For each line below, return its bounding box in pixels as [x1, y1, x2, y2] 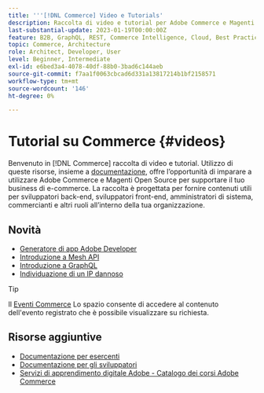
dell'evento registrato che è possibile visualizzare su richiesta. [8, 308, 210, 317]
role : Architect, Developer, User [8, 48, 122, 56]
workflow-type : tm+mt [8, 77, 79, 85]
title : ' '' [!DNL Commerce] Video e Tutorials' [8, 11, 163, 20]
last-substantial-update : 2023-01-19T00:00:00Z [8, 26, 167, 34]
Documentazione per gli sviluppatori [19, 359, 137, 369]
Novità [8, 223, 42, 237]
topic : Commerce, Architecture [8, 41, 111, 49]
